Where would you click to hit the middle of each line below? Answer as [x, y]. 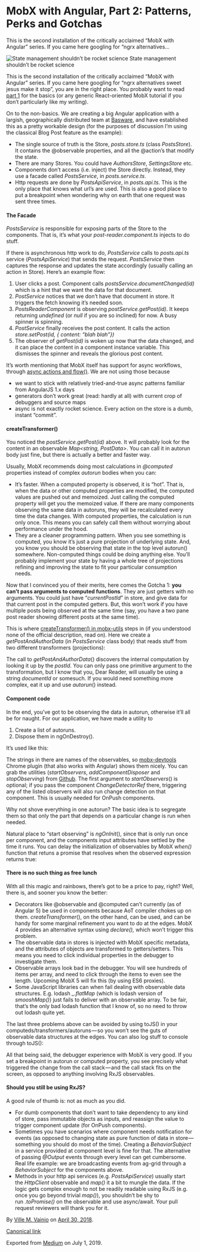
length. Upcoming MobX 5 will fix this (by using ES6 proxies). [90, 981]
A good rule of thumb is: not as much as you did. [66, 1100]
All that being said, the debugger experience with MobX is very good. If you [99, 1055]
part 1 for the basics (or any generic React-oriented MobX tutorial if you [94, 95]
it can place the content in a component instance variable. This [92, 347]
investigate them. [36, 961]
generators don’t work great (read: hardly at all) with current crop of [98, 396]
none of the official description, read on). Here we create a [78, 635]
